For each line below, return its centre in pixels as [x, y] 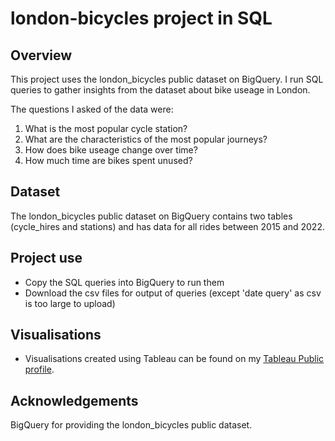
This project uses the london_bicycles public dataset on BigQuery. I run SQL [167, 79]
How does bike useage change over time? [111, 150]
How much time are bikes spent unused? [108, 160]
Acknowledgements [74, 400]
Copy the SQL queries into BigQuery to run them [124, 282]
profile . [39, 369]
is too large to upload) [70, 303]
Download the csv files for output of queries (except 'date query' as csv [173, 293]
